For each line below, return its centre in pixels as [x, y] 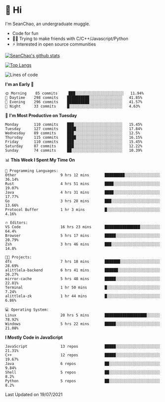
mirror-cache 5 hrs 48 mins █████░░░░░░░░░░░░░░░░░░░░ [83, 279]
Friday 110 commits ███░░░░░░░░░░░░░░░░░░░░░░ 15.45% [74, 142]
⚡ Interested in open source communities [54, 44]
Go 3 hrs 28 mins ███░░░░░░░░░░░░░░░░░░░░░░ [83, 201]
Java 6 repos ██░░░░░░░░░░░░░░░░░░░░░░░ [83, 363]
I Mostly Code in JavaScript [34, 337]
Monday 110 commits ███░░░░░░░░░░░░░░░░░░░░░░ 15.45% [74, 124]
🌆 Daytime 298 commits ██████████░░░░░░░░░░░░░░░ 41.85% [74, 98]
